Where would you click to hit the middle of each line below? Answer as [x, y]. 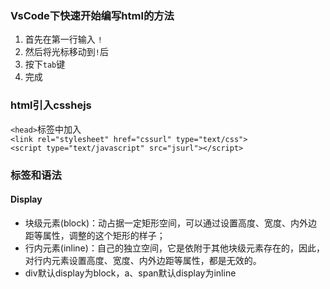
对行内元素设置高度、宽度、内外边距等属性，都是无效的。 [143, 260]
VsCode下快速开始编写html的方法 [92, 15]
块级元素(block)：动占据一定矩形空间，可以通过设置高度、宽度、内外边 [171, 223]
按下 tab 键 [45, 64]
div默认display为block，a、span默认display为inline [130, 273]
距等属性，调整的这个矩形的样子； [95, 235]
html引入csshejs [51, 105]
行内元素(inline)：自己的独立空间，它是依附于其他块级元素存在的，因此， [174, 248]
